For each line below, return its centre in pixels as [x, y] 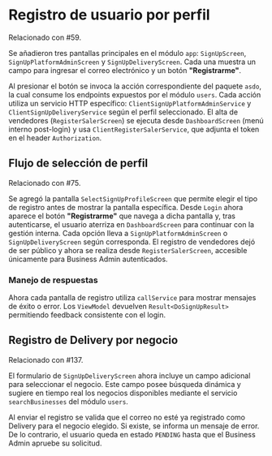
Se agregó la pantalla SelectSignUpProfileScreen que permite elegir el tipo [133, 198]
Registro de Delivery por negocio [93, 340]
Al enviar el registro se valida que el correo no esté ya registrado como [127, 417]
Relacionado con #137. [46, 359]
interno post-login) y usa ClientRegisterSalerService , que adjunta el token [134, 129]
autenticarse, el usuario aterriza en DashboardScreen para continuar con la [131, 224]
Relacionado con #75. [45, 183]
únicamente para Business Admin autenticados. [88, 259]
